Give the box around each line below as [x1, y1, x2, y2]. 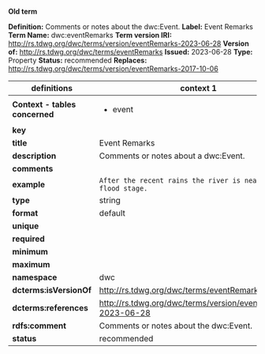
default [99, 208, 126, 218]
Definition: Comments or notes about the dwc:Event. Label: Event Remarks [8, 22, 254, 31]
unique [12, 220, 39, 232]
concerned [12, 109, 54, 119]
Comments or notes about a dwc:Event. [99, 150, 245, 161]
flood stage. [99, 184, 148, 193]
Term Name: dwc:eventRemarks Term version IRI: [8, 31, 172, 40]
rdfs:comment [12, 320, 67, 331]
